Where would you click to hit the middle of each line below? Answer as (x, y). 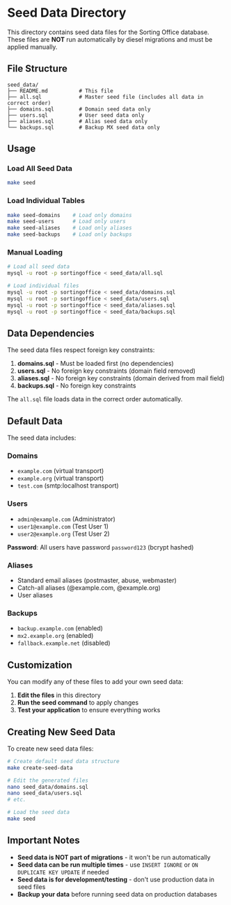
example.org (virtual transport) (61, 479)
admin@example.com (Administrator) (66, 519)
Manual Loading (35, 253)
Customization (40, 665)
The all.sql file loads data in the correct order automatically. (95, 399)
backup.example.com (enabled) (60, 628)
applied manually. (32, 47)
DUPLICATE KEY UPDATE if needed (63, 872)
